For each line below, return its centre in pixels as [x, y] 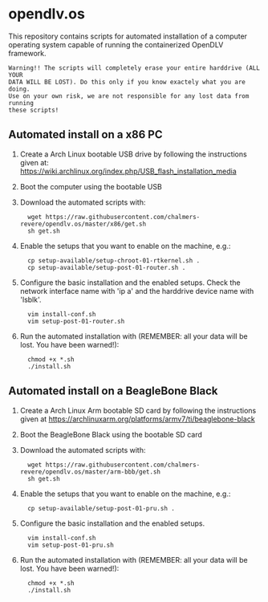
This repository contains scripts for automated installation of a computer [128, 36]
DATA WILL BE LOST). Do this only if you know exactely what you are [127, 82]
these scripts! [34, 110]
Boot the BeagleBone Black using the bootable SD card [111, 434]
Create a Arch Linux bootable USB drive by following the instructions [133, 154]
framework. [27, 53]
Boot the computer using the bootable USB [91, 186]
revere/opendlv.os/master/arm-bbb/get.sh [90, 472]
